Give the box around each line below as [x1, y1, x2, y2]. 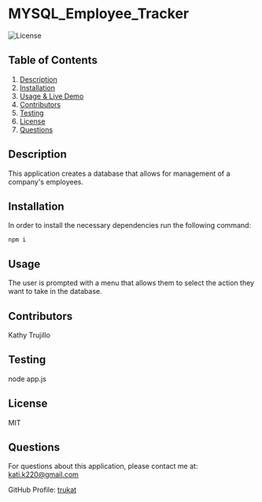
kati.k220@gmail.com [8, 470, 79, 479]
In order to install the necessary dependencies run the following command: [8, 221, 252, 230]
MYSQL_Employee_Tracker [8, 5, 190, 23]
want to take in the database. [8, 287, 102, 296]
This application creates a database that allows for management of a [8, 169, 231, 178]
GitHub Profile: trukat [8, 485, 77, 495]
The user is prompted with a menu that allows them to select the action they [8, 278, 254, 288]
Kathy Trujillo [8, 330, 51, 340]
